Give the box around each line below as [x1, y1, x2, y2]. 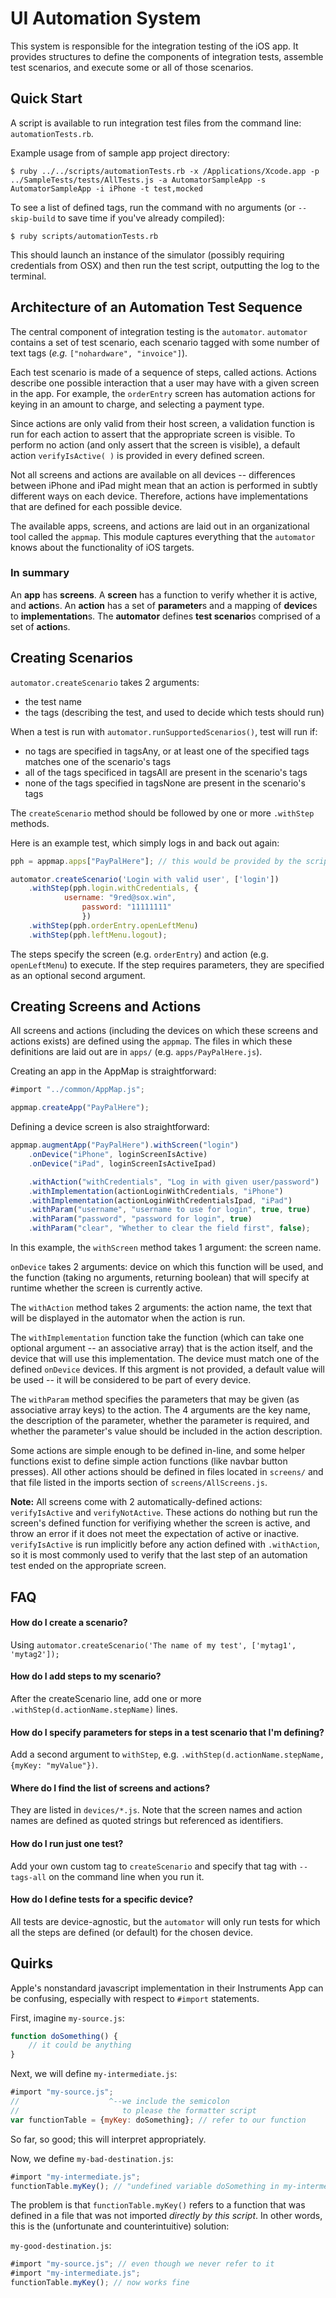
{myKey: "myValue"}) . [10, 1759, 99, 1771]
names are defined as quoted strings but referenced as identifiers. [10, 1815, 284, 1827]
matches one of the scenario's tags [24, 755, 172, 767]
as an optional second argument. [10, 969, 146, 981]
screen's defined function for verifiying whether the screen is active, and [10, 1517, 311, 1529]
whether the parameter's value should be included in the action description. [10, 1425, 323, 1437]
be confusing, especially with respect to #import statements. [10, 1992, 260, 2004]
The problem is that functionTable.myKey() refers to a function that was [10, 2199, 306, 2211]
